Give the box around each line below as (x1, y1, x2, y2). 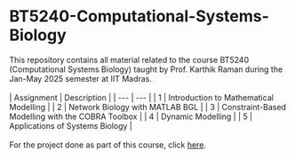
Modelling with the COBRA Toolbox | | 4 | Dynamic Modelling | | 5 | (9, 111, 253, 122)
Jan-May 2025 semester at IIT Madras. (9, 73, 153, 83)
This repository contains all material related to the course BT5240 (9, 54, 250, 65)
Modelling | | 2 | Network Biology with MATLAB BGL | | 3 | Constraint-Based (9, 101, 287, 112)
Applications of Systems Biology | (9, 120, 133, 131)
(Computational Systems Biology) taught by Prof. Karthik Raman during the (9, 64, 283, 75)
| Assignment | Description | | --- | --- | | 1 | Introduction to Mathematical (9, 91, 274, 103)
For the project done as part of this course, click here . (9, 139, 207, 150)
